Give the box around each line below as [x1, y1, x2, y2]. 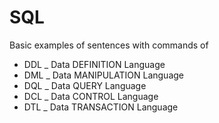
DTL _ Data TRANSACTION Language [23, 101, 179, 113]
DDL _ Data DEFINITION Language [23, 58, 166, 70]
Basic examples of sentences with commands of [9, 39, 209, 51]
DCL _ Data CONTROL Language [23, 90, 159, 102]
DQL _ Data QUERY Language [23, 79, 147, 91]
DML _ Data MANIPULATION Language [23, 69, 185, 81]
